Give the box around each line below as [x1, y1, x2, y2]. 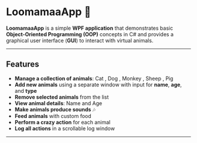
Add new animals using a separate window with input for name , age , [14, 81, 182, 88]
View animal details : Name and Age [14, 99, 103, 107]
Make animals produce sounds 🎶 [14, 106, 96, 113]
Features [6, 60, 39, 69]
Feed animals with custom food [14, 112, 92, 119]
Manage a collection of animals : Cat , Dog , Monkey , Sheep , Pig [14, 75, 174, 82]
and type [14, 87, 37, 94]
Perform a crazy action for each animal [14, 118, 111, 125]
